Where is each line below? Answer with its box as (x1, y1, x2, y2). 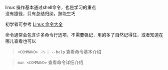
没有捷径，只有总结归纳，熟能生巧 (5, 10, 76, 16)
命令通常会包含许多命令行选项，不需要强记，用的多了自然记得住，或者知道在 (5, 32, 163, 37)
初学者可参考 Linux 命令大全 (5, 21, 63, 27)
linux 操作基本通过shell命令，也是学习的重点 (5, 4, 96, 10)
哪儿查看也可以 (5, 38, 36, 44)
